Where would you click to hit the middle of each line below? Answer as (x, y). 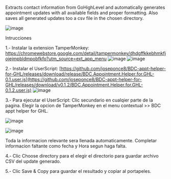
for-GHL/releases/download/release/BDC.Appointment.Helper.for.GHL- (80, 74)
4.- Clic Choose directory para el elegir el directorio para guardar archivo (82, 156)
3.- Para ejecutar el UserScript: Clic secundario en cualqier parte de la (79, 100)
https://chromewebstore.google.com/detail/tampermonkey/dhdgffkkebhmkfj (86, 53)
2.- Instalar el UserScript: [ (33, 69)
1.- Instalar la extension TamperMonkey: (47, 48)
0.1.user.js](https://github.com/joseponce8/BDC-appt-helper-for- (74, 79)
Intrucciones (18, 38)
